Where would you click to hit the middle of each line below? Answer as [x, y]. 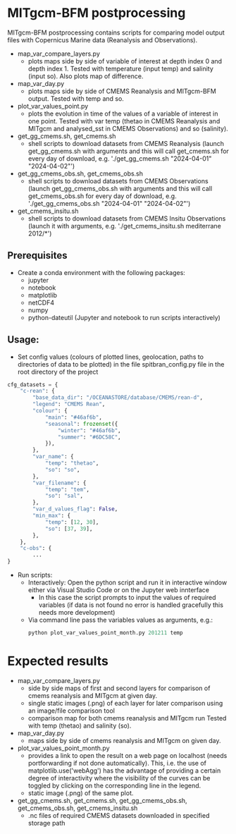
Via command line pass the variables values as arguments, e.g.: [120, 620]
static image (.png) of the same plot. [81, 793]
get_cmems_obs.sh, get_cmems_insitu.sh [77, 808]
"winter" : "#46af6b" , [89, 430]
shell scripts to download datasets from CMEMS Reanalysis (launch [126, 143]
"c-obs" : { [36, 548]
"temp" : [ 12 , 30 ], [72, 522]
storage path [46, 823]
